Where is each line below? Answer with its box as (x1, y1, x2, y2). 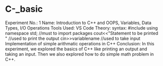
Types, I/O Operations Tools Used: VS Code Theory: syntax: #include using (5, 25, 158, 31)
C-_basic (5, 3, 43, 15)
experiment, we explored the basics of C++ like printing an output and (5, 46, 148, 52)
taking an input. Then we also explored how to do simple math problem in (5, 51, 154, 57)
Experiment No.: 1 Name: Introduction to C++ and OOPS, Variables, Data (5, 20, 152, 26)
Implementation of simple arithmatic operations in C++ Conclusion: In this (5, 40, 155, 46)
